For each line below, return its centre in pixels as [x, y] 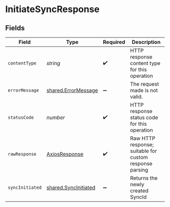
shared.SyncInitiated [71, 188]
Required [114, 42]
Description [146, 42]
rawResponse [22, 154]
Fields [15, 28]
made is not [144, 90]
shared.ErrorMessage [72, 90]
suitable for [143, 151]
